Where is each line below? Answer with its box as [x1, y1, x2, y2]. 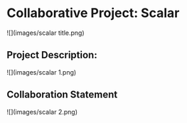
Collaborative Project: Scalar [6, 5, 180, 21]
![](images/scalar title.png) [6, 28, 85, 37]
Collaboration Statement [6, 89, 118, 101]
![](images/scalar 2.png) [6, 107, 78, 116]
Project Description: [6, 49, 97, 61]
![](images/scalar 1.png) [6, 68, 77, 76]
